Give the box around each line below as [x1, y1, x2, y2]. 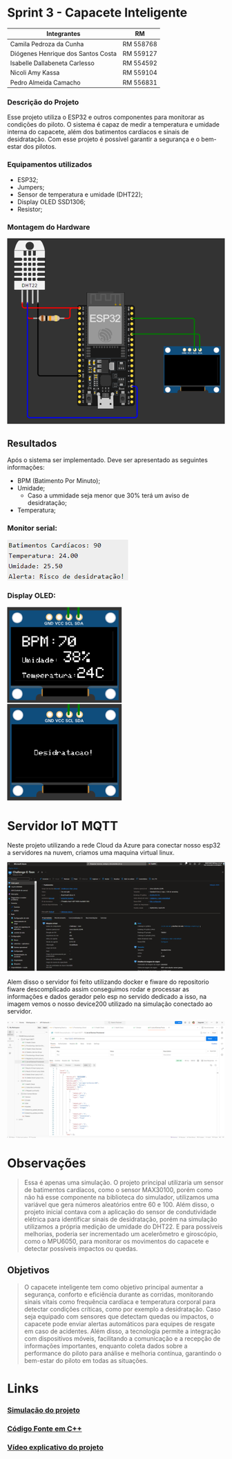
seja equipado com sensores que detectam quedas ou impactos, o [23, 1312, 214, 1321]
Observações [7, 1155, 86, 1171]
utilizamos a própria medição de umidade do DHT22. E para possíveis [23, 1222, 223, 1231]
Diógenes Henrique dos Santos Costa [10, 49, 117, 57]
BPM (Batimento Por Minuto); [17, 477, 101, 485]
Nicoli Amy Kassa [10, 68, 60, 77]
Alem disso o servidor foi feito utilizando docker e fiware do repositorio [7, 978, 209, 987]
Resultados [7, 437, 57, 449]
